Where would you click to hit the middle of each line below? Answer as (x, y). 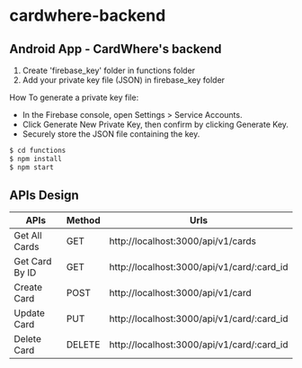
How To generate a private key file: (74, 97)
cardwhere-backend (88, 16)
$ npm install (36, 158)
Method (83, 220)
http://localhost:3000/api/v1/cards (183, 241)
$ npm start (31, 167)
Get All (28, 236)
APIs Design (44, 196)
